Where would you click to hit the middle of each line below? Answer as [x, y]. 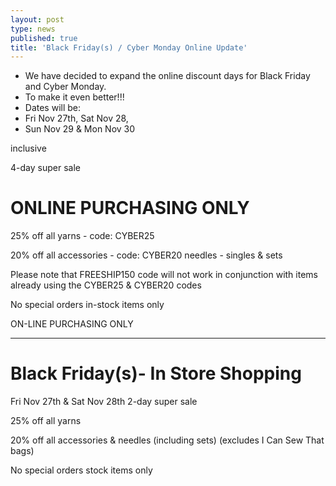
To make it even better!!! [74, 97]
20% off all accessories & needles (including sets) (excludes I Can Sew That [167, 440]
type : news [33, 29]
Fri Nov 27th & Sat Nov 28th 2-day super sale [104, 402]
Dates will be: [53, 108]
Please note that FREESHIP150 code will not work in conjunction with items [164, 275]
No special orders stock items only [81, 470]
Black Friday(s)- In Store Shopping [156, 373]
